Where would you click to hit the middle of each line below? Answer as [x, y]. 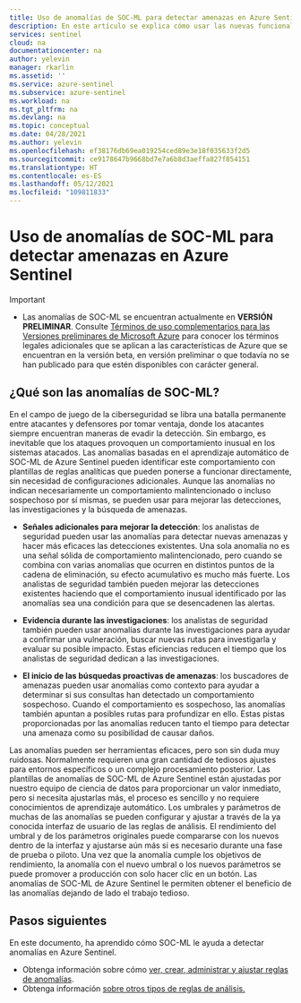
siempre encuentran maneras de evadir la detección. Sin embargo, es [138, 433]
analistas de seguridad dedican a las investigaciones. [120, 658]
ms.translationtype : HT [54, 167]
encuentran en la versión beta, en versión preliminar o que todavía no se [155, 355]
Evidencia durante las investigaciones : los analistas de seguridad [145, 620]
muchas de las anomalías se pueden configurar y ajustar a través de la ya [145, 817]
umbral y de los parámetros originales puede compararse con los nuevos [144, 836]
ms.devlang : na [38, 117]
